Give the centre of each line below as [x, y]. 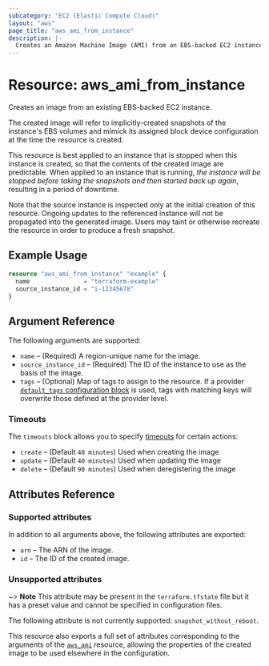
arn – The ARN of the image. [66, 550]
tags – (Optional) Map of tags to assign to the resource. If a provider [132, 382]
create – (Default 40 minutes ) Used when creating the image [119, 452]
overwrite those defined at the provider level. [94, 399]
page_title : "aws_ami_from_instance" [71, 30]
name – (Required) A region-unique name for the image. [110, 356]
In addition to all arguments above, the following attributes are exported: [127, 535]
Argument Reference [62, 321]
